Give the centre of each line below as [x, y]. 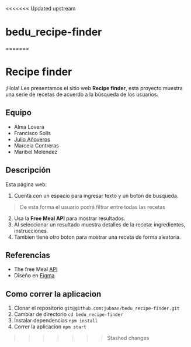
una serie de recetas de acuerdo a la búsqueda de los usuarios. [82, 94]
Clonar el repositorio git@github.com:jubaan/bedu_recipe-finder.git [97, 308]
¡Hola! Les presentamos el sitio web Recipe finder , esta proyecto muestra [94, 88]
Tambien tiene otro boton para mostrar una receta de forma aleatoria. [98, 237]
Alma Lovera [29, 127]
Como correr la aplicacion [53, 294]
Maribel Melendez [36, 152]
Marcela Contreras [36, 145]
